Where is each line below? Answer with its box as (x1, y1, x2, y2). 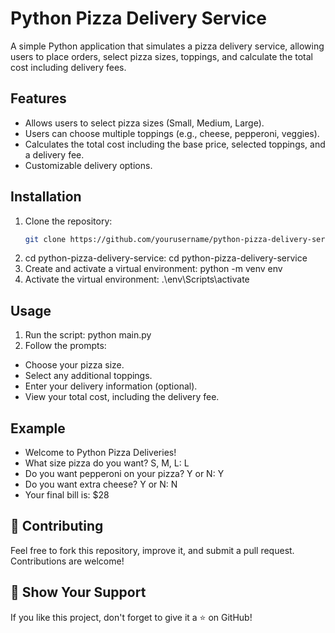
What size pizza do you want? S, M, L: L (24, 457, 190, 469)
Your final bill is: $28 (24, 489, 110, 501)
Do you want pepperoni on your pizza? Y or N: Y (24, 468, 225, 480)
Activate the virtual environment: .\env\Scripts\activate (24, 273, 250, 286)
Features (10, 90, 67, 107)
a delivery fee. (24, 148, 85, 161)
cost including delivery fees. (10, 61, 127, 73)
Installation (10, 188, 82, 206)
